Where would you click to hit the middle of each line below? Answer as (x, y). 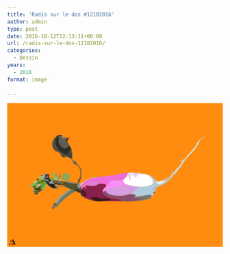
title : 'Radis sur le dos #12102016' (61, 14)
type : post (23, 29)
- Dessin (26, 58)
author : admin (27, 22)
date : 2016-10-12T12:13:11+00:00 (55, 36)
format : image (27, 79)
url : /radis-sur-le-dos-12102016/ (56, 43)
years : (16, 65)
